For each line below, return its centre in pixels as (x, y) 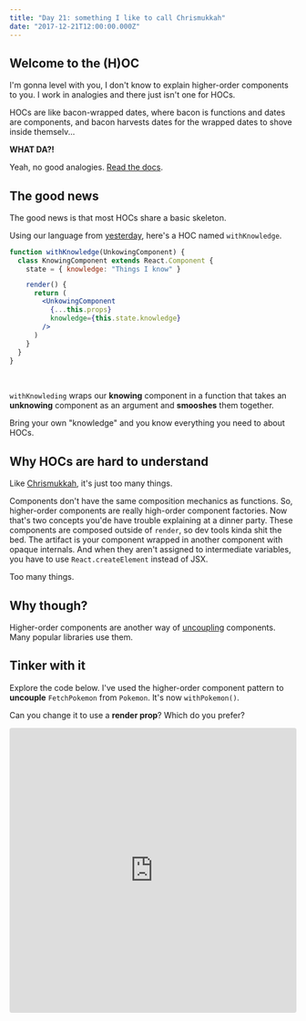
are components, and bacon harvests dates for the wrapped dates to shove (151, 122)
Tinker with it (48, 666)
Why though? (49, 606)
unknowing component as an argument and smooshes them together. (142, 406)
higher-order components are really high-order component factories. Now (148, 510)
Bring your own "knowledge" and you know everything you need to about (147, 423)
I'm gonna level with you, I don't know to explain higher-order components (149, 85)
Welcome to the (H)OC (74, 63)
